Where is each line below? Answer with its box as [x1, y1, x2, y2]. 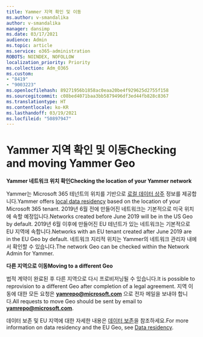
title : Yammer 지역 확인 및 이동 [6, 8, 82, 15]
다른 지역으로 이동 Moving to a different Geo [6, 262, 113, 269]
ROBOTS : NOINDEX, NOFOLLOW [6, 54, 74, 60]
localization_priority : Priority [6, 59, 91, 65]
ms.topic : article [6, 43, 53, 49]
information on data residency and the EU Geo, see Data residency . [6, 324, 174, 331]
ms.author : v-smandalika [6, 14, 69, 21]
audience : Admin [6, 37, 47, 43]
